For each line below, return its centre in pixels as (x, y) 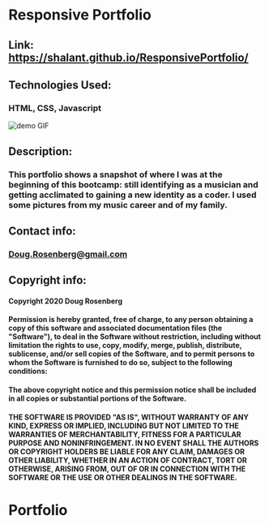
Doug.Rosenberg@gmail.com (68, 254)
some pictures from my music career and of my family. (118, 204)
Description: (41, 151)
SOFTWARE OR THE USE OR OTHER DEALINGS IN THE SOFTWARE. (123, 477)
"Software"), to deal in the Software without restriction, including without (135, 337)
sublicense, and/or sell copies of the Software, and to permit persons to (132, 354)
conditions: (28, 372)
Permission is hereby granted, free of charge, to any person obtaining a (131, 320)
